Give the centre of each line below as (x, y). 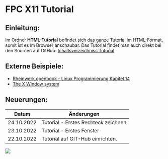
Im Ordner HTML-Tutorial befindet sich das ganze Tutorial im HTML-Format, (84, 40)
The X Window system (36, 84)
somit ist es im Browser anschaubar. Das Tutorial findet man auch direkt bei (83, 45)
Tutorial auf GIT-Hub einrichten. (79, 138)
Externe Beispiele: (34, 66)
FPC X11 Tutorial (39, 9)
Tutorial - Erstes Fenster (70, 130)
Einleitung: (23, 28)
